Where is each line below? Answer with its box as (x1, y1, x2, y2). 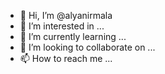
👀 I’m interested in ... (19, 20, 105, 32)
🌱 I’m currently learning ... (19, 31, 127, 42)
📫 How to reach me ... (19, 53, 113, 64)
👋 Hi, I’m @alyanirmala (19, 10, 113, 21)
